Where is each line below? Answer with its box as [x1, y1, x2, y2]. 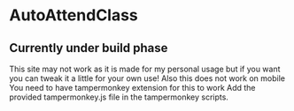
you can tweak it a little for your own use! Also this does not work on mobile [9, 73, 286, 84]
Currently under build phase [9, 41, 168, 55]
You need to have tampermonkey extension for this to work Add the [9, 83, 256, 92]
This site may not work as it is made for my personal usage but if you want [9, 63, 281, 74]
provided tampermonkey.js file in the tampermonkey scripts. [9, 92, 228, 102]
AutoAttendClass [9, 5, 139, 26]
